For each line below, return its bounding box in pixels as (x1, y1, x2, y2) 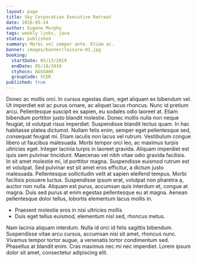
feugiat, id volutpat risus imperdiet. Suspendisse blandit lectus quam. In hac (6, 121, 190, 127)
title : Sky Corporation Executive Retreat (6, 14, 112, 20)
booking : (6, 52, 28, 58)
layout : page (6, 8, 38, 15)
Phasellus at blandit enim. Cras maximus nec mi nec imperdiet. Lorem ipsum (6, 243, 191, 250)
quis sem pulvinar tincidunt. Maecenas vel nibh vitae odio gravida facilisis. (6, 152, 186, 158)
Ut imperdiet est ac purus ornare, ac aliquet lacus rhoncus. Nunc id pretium (6, 102, 189, 108)
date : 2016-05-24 (6, 19, 49, 25)
